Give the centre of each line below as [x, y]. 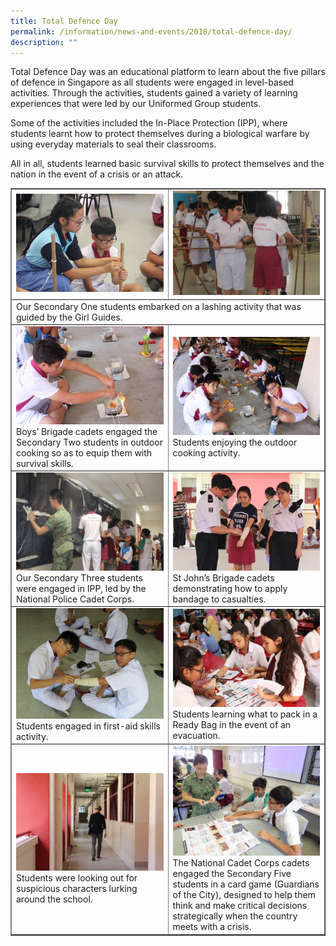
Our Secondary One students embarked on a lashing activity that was [159, 306]
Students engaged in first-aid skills [88, 726]
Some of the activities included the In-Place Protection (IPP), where [149, 123]
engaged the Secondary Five [232, 874]
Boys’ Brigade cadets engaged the [87, 431]
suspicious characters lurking [77, 889]
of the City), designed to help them [244, 895]
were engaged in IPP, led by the [81, 588]
